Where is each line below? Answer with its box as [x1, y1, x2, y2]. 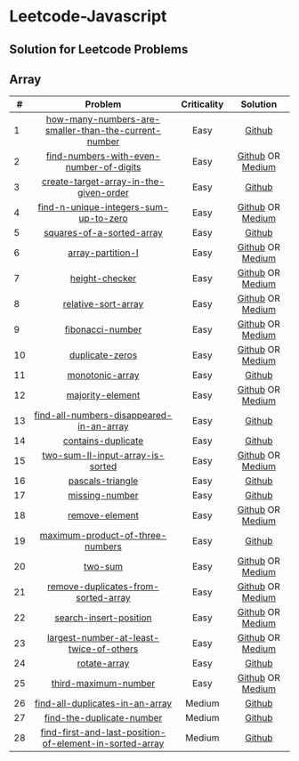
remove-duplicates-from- [47, 580, 160, 593]
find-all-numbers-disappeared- [34, 409, 173, 422]
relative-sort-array [62, 298, 144, 311]
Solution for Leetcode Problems [9, 42, 189, 57]
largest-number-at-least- [47, 632, 160, 644]
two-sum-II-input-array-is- [41, 449, 165, 462]
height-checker [69, 272, 136, 285]
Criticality [181, 98, 224, 110]
